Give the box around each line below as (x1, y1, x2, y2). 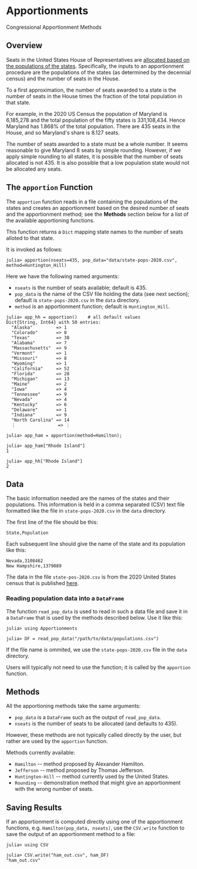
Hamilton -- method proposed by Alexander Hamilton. (14, 760, 145, 768)
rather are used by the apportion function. (6, 738, 108, 745)
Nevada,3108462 (6, 558, 44, 564)
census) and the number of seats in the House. (6, 75, 120, 82)
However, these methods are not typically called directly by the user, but (6, 731, 182, 738)
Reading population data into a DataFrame (6, 594, 125, 603)
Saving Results (6, 803, 62, 813)
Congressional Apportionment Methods (6, 24, 102, 31)
